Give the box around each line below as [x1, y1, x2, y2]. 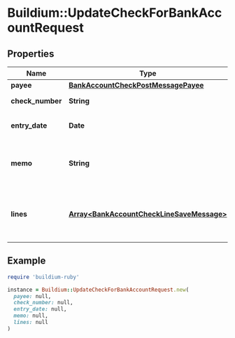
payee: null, [13, 292, 52, 299]
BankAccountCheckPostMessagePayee [69, 81, 204, 90]
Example [7, 255, 46, 267]
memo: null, [13, 312, 49, 320]
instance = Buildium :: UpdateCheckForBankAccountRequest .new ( [7, 286, 190, 293]
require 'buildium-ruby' [7, 273, 80, 280]
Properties [7, 48, 55, 60]
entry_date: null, [13, 306, 68, 313]
